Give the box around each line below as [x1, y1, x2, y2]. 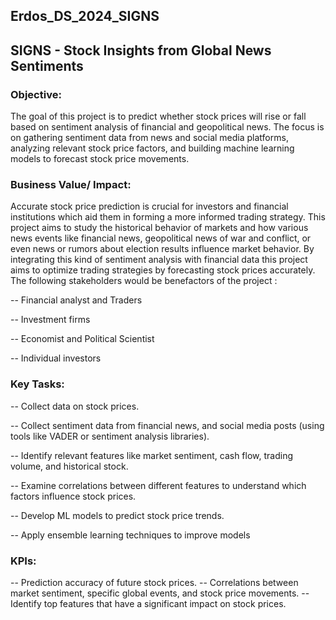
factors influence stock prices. [10, 490, 137, 502]
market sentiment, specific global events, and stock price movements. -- [10, 587, 310, 599]
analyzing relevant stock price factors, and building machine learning [10, 142, 295, 154]
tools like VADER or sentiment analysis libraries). [10, 430, 210, 442]
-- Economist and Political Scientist [10, 333, 155, 345]
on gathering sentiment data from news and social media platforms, [10, 132, 289, 144]
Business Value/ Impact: [10, 178, 132, 191]
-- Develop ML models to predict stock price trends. [10, 509, 225, 521]
